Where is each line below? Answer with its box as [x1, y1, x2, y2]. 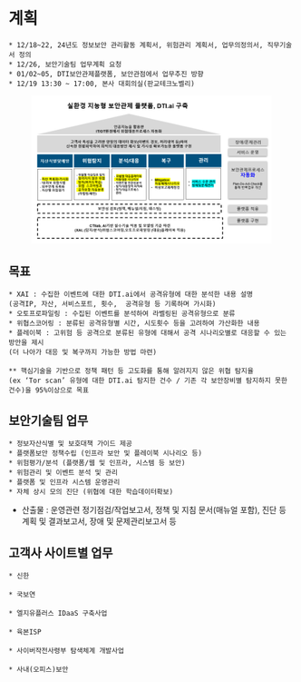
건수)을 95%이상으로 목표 [8, 386, 90, 395]
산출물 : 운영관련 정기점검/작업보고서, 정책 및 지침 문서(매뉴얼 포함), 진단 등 [21, 505, 286, 516]
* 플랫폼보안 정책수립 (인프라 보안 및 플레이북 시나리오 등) [8, 449, 203, 459]
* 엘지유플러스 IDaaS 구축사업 [8, 608, 108, 618]
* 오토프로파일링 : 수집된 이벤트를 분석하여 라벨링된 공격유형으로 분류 [8, 310, 236, 319]
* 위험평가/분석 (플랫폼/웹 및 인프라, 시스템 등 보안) [8, 459, 186, 468]
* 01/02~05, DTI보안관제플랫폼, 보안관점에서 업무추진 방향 [8, 69, 204, 78]
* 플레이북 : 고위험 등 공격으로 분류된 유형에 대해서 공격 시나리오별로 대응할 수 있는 [8, 329, 287, 338]
